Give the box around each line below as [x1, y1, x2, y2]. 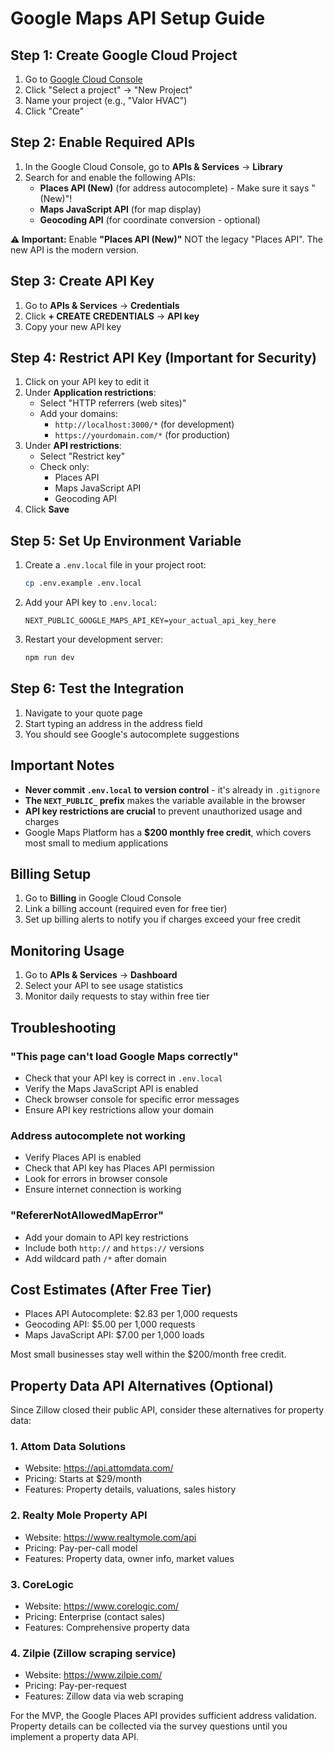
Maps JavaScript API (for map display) [39, 203, 202, 215]
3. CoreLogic [10, 1577, 74, 1591]
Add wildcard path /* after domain [24, 1252, 167, 1264]
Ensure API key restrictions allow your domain [24, 1103, 214, 1116]
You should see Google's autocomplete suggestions [24, 728, 240, 740]
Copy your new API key [24, 320, 122, 332]
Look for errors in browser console [24, 1173, 168, 1185]
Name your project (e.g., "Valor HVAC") [24, 95, 188, 106]
